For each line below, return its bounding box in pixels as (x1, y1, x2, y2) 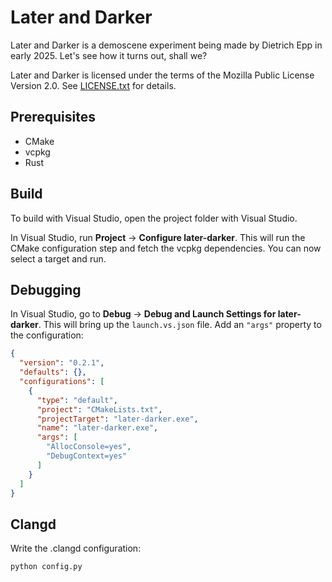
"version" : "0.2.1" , (19, 358, 105, 368)
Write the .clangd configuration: (10, 542, 142, 555)
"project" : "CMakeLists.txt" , (36, 404, 163, 415)
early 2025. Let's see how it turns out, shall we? (10, 49, 208, 61)
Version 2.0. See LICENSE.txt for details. (10, 79, 177, 91)
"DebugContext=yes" (46, 451, 128, 461)
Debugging (10, 281, 82, 298)
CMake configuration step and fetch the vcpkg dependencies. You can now (10, 242, 322, 254)
